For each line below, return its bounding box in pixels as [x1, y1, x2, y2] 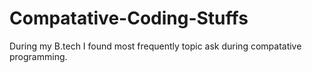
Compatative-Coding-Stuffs [9, 7, 249, 30]
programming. [9, 50, 68, 62]
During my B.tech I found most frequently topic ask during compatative [9, 40, 302, 52]
